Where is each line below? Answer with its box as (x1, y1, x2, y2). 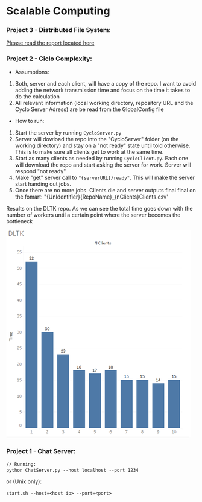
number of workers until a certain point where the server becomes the (6, 211, 181, 218)
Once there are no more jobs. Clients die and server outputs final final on (14, 186, 196, 194)
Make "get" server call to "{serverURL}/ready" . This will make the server (14, 174, 195, 181)
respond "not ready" (14, 167, 66, 174)
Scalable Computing (6, 4, 110, 18)
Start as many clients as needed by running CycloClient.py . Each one (14, 154, 189, 162)
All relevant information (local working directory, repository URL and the (14, 99, 194, 106)
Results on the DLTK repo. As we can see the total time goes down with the (6, 205, 193, 212)
